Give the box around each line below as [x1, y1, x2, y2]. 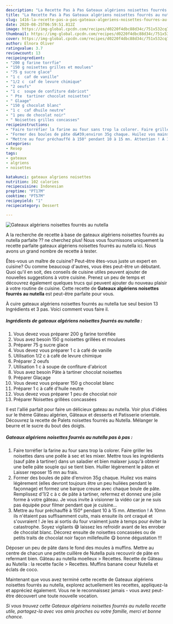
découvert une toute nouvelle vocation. [15, 593, 99, 599]
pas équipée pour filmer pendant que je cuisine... [13, 502, 118, 508]
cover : [6, 36, 20, 42]
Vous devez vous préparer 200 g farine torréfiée [13, 331, 116, 337]
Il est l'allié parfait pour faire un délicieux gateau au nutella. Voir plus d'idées [6, 406, 167, 412]
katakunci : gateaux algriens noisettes [6, 174, 91, 180]
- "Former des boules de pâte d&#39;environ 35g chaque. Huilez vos [6, 131, 156, 137]
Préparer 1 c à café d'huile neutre [13, 385, 84, 391]
